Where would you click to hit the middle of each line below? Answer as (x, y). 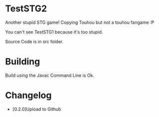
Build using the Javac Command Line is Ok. (50, 75)
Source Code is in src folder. (34, 41)
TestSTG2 (26, 9)
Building (23, 62)
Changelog (28, 95)
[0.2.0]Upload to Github (37, 109)
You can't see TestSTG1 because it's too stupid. (54, 32)
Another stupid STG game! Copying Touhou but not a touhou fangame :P (80, 22)
